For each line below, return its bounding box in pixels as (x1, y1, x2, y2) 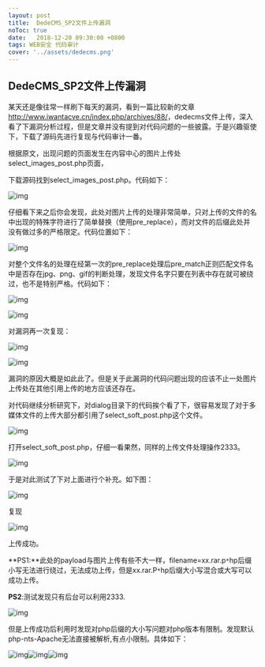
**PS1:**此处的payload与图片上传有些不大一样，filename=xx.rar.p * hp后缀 (8, 555, 252, 565)
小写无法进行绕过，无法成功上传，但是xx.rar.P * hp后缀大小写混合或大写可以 (8, 565, 252, 575)
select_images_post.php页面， (8, 158, 108, 168)
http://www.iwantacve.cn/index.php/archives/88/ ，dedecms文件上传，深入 (8, 111, 254, 121)
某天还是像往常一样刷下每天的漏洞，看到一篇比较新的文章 (8, 102, 195, 111)
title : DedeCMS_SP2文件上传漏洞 (8, 19, 111, 27)
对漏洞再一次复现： (8, 326, 71, 336)
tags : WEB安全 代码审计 (8, 41, 79, 49)
